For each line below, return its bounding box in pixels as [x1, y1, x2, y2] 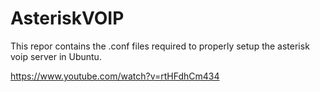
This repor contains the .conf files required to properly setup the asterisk [10, 40, 310, 52]
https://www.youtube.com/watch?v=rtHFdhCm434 [10, 70, 220, 82]
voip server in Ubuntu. [10, 50, 102, 62]
